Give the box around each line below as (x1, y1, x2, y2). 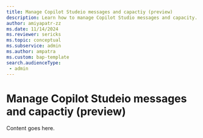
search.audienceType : (6, 60, 62, 66)
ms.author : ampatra (6, 49, 56, 55)
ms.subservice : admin (6, 43, 62, 49)
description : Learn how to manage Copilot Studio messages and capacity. (6, 15, 198, 21)
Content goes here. (6, 125, 55, 132)
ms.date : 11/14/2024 (6, 26, 59, 32)
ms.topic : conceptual (6, 37, 62, 43)
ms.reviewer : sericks (6, 32, 62, 38)
